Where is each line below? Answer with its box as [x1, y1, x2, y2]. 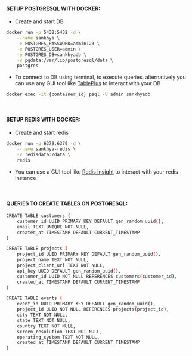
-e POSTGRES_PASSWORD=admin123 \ [17, 41, 100, 47]
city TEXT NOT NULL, [17, 312, 68, 318]
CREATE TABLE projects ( [6, 246, 68, 252]
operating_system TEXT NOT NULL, [17, 334, 100, 340]
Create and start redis [14, 129, 69, 137]
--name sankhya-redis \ [17, 146, 76, 152]
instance [14, 174, 36, 181]
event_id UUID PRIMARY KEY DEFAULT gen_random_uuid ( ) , [17, 301, 156, 307]
